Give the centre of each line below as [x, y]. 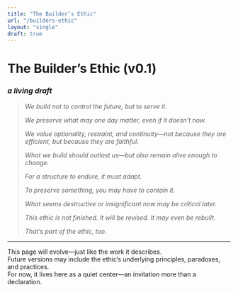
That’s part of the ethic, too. [66, 231]
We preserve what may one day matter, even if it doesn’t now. [115, 120]
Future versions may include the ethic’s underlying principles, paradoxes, [114, 259]
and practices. [28, 266]
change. [37, 162]
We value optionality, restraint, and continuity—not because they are [125, 134]
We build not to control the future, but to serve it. [96, 106]
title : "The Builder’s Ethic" [52, 14]
